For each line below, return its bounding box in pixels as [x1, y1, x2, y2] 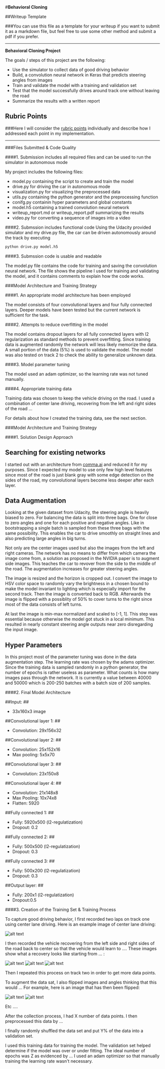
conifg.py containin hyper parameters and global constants [12, 199, 132, 205]
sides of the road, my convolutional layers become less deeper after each [5, 477, 154, 483]
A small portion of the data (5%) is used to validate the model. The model [5, 347, 153, 352]
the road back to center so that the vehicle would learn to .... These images [5, 946, 157, 952]
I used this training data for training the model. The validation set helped [5, 1042, 151, 1048]
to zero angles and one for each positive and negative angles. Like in [5, 520, 144, 526]
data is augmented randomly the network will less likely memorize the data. [5, 341, 158, 347]
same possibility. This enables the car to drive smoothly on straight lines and [5, 530, 160, 536]
